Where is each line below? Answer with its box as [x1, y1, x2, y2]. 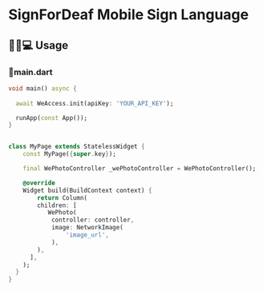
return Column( [37, 193, 88, 201]
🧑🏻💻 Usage [8, 38, 69, 52]
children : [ [37, 201, 78, 209]
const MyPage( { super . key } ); [22, 150, 116, 158]
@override [22, 178, 56, 187]
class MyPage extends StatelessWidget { [8, 142, 146, 151]
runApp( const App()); [15, 114, 88, 122]
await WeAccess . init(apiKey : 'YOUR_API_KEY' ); [15, 99, 174, 107]
